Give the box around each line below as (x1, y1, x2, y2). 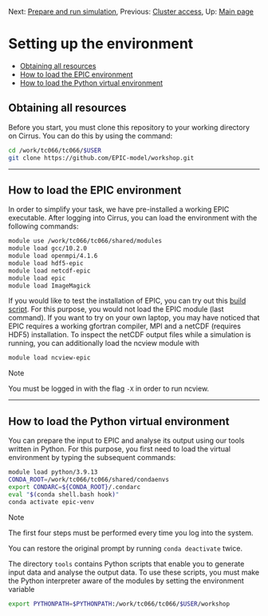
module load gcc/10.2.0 (8, 244, 88, 252)
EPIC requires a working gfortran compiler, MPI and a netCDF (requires (8, 321, 242, 331)
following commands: (8, 221, 79, 231)
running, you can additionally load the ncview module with (8, 339, 199, 348)
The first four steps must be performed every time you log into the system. (8, 527, 254, 538)
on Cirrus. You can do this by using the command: (8, 131, 173, 141)
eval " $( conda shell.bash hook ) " (8, 491, 120, 499)
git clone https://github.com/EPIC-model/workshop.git (8, 153, 195, 162)
